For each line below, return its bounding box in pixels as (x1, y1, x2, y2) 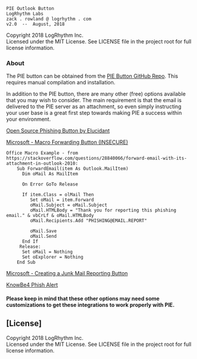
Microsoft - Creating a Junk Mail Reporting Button (6, 270, 128, 277)
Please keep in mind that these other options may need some (6, 295, 160, 302)
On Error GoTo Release (21, 181, 78, 187)
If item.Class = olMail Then (21, 192, 94, 198)
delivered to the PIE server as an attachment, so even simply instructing (6, 103, 182, 110)
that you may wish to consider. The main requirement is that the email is (6, 97, 182, 104)
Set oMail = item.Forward (30, 197, 94, 203)
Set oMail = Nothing (21, 249, 73, 255)
